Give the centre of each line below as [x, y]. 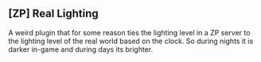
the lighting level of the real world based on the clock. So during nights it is [131, 41]
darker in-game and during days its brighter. [81, 49]
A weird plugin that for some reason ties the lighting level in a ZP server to [129, 32]
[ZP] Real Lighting [54, 14]
